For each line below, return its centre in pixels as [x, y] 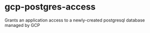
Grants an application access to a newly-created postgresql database [75, 20]
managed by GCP [22, 25]
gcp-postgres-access [50, 7]
